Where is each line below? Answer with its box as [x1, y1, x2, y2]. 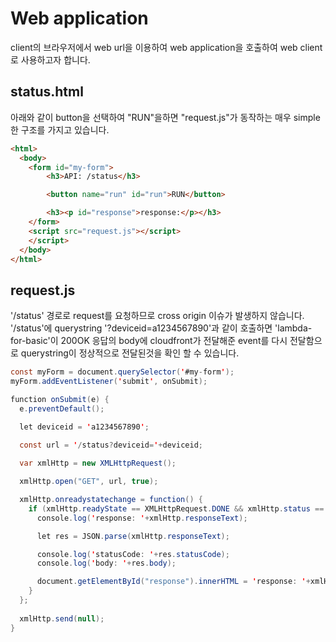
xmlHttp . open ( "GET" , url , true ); [19, 477, 159, 487]
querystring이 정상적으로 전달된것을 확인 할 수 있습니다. [20, 347, 240, 359]
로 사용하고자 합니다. [10, 53, 91, 66]
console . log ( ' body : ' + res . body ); [36, 558, 177, 569]
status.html [10, 83, 84, 101]
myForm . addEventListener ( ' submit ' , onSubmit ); [10, 377, 208, 387]
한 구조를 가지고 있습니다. [10, 123, 110, 136]
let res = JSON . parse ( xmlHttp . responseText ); [36, 531, 230, 541]
